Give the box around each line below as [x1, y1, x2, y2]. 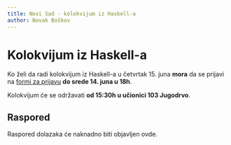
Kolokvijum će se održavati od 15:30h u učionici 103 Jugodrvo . [7, 91, 191, 99]
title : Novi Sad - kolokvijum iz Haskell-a [7, 10, 136, 18]
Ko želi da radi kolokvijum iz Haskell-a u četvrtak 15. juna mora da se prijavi [7, 70, 225, 78]
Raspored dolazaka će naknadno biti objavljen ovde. [7, 130, 157, 139]
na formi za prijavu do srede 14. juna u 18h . [7, 78, 132, 86]
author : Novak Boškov [7, 17, 71, 24]
